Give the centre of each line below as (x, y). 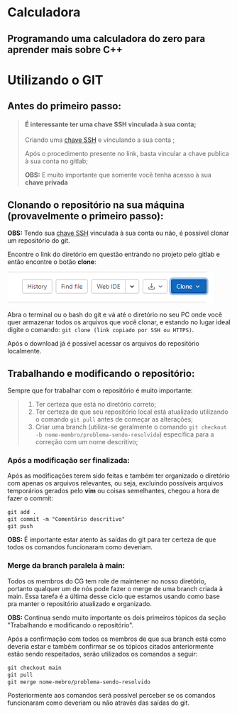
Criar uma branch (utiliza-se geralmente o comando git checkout (131, 427)
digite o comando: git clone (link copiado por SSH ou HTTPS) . (101, 330)
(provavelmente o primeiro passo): (86, 216)
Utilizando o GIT (56, 80)
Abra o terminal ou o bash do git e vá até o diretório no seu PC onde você (115, 315)
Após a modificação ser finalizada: (68, 460)
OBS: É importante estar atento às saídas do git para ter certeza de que (112, 539)
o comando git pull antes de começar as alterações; (114, 419)
